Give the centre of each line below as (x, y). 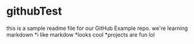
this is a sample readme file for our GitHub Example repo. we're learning (97, 28)
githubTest (34, 11)
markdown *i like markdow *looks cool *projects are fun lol (80, 34)
